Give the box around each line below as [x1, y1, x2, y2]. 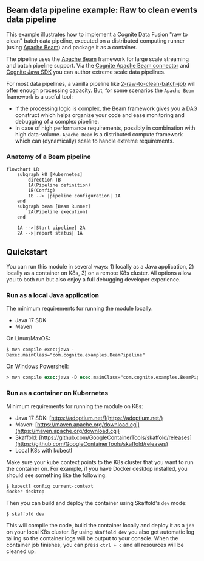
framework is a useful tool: [6, 93, 73, 100]
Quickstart [6, 247, 48, 257]
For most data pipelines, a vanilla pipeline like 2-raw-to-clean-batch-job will [6, 80, 196, 87]
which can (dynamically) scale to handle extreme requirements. [15, 137, 174, 144]
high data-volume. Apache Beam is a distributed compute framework [15, 130, 183, 138]
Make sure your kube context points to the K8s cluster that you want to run [6, 459, 194, 466]
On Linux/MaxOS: [6, 335, 50, 342]
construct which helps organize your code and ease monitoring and [15, 111, 185, 118]
